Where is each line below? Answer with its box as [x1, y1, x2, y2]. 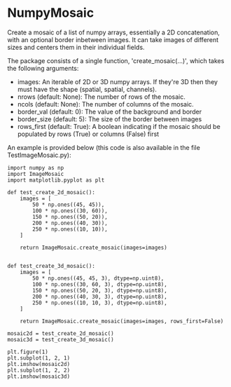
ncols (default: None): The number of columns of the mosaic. [17, 100, 194, 108]
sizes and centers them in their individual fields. [7, 43, 145, 51]
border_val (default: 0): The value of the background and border [17, 107, 202, 116]
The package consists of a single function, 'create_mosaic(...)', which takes [7, 56, 225, 64]
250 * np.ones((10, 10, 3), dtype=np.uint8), [32, 299, 168, 306]
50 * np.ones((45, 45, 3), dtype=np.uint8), [32, 275, 164, 282]
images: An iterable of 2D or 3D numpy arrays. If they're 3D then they [17, 77, 218, 86]
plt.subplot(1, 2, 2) [7, 367, 71, 374]
